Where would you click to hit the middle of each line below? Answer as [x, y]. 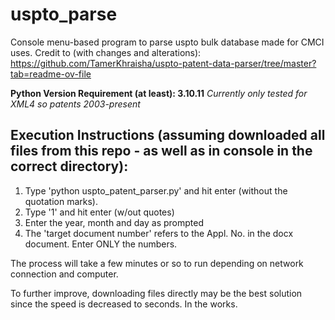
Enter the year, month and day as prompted [114, 222]
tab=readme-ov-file [51, 74]
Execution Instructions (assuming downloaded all [168, 135]
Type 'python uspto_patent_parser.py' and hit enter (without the [156, 190]
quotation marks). [61, 201]
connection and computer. [64, 274]
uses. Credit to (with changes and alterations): [106, 52]
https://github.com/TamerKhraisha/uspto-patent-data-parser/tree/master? [163, 63]
